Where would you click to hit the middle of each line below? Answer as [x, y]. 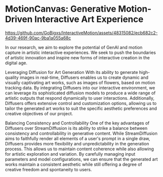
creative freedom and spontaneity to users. [49, 169]
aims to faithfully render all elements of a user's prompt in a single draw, [78, 138]
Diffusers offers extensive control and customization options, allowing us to [81, 103]
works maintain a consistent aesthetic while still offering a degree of [74, 164]
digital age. [16, 63]
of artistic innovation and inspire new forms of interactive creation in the [78, 57]
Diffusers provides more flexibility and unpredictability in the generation [77, 143]
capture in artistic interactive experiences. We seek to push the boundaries [81, 53]
